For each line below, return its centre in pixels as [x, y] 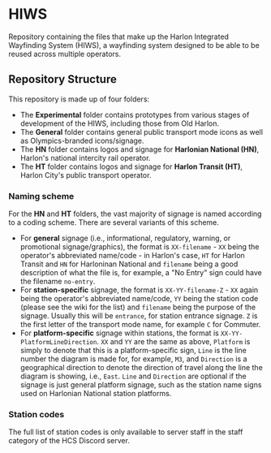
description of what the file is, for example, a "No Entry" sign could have [141, 273]
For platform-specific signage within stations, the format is [119, 333]
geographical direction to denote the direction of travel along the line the [142, 368]
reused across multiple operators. [65, 54]
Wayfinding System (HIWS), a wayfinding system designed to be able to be [134, 45]
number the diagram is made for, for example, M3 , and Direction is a [133, 359]
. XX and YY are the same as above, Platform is [174, 342]
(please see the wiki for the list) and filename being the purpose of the [138, 307]
